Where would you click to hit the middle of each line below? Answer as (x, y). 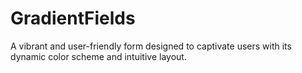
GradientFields (73, 18)
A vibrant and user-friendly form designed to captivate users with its (151, 46)
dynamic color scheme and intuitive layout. (98, 56)
